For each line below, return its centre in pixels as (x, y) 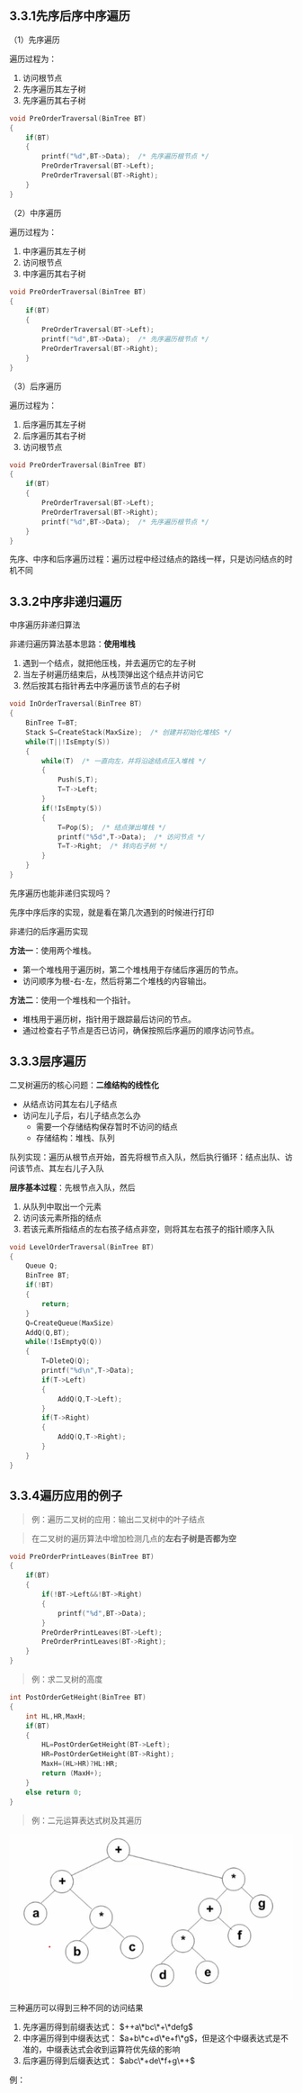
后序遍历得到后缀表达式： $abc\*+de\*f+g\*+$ (109, 2061)
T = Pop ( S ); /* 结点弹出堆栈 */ (112, 827)
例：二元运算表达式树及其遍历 (86, 1820)
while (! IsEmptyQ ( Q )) (64, 1342)
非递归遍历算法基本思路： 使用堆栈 (72, 644)
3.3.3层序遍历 (48, 1062)
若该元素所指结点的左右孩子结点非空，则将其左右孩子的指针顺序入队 (148, 1229)
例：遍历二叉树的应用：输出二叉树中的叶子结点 (118, 1519)
